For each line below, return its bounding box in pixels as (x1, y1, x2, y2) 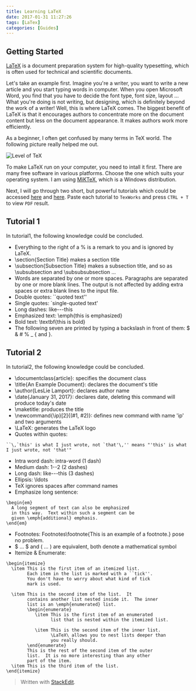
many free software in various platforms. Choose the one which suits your (6, 170, 184, 177)
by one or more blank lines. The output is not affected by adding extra (14, 280, 183, 288)
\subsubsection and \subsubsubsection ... (14, 268, 116, 275)
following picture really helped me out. (6, 141, 99, 148)
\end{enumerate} (27, 642, 67, 648)
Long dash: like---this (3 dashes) (14, 470, 95, 477)
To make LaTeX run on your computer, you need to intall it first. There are (6, 163, 183, 170)
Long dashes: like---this (14, 306, 73, 313)
